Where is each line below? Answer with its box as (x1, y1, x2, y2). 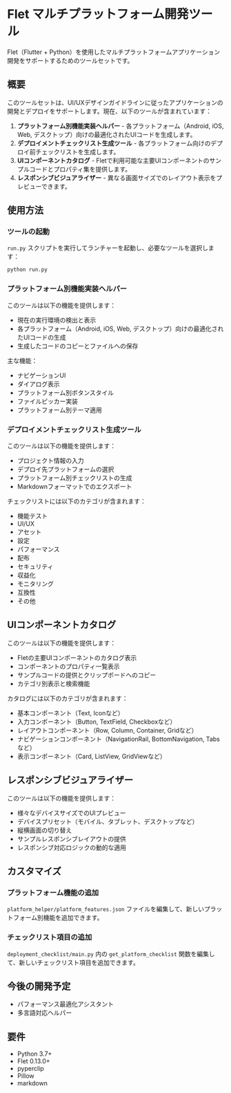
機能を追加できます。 (43, 914, 103, 922)
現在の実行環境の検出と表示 (17, 315, 97, 324)
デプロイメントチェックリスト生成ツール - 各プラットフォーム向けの (17, 139, 211, 147)
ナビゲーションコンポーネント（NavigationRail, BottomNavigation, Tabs (17, 735, 221, 743)
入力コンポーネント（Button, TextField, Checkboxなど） (17, 717, 177, 726)
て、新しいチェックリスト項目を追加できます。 (7, 958, 139, 966)
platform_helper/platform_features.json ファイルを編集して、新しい (7, 905, 205, 913)
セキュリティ (17, 562, 54, 571)
